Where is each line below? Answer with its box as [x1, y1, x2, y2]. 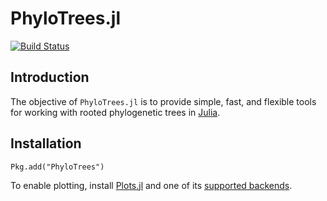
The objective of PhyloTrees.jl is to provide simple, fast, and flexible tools [10, 95, 317, 107]
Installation [10, 135, 82, 152]
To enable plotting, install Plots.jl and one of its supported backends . [10, 179, 293, 191]
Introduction [10, 69, 90, 86]
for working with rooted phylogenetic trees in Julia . [10, 106, 221, 118]
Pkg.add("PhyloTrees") [10, 162, 105, 172]
